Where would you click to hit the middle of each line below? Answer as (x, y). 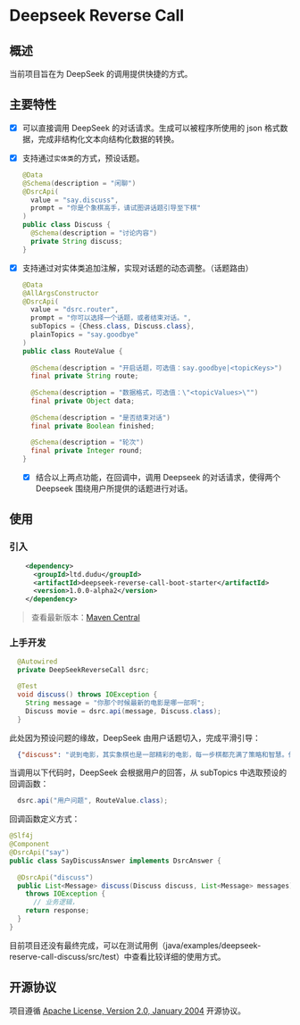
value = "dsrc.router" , (75, 310)
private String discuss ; (77, 241)
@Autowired (37, 662)
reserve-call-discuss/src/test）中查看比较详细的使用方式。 (117, 956)
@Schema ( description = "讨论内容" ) (94, 233)
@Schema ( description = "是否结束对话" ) (101, 417)
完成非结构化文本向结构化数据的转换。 (108, 138)
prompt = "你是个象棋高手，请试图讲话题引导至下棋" (116, 208)
